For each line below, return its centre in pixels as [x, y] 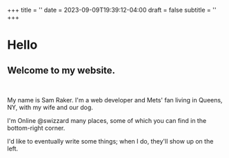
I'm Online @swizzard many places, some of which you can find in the [107, 121]
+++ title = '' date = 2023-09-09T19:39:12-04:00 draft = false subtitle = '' [112, 10]
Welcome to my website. [61, 70]
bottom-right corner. [36, 128]
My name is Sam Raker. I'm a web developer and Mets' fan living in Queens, [115, 100]
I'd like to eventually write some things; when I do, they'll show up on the [110, 141]
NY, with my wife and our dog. [50, 107]
